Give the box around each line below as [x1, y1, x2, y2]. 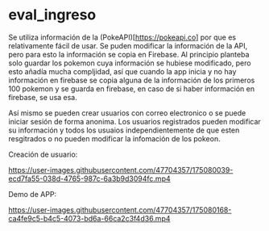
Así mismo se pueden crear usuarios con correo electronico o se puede [8, 107, 246, 118]
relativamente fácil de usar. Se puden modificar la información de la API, [8, 40, 248, 50]
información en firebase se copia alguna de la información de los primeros [8, 75, 255, 85]
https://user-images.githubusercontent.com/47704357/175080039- [8, 165, 234, 174]
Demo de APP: [8, 189, 57, 199]
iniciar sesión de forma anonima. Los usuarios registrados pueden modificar [8, 116, 262, 126]
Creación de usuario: [8, 149, 78, 159]
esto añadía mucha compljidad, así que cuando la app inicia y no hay [8, 66, 237, 76]
